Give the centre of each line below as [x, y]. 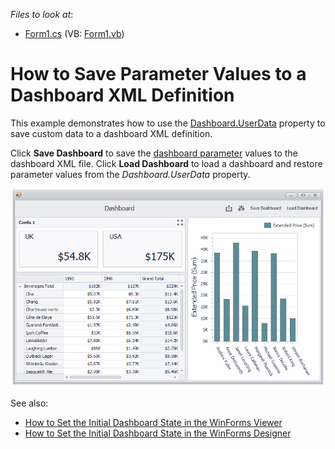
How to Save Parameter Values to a [158, 74]
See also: [29, 403]
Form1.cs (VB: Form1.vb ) [74, 33]
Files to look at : [42, 14]
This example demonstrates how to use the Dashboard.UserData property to [168, 123]
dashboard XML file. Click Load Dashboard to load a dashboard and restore [166, 163]
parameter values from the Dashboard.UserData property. [130, 174]
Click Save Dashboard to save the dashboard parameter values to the [154, 153]
